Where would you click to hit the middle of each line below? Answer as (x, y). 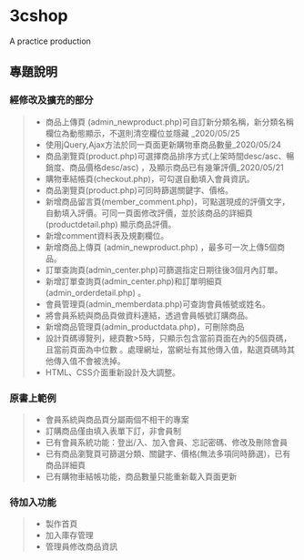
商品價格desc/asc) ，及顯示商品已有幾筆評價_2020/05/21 (177, 167)
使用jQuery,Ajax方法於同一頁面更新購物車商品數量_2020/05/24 (163, 144)
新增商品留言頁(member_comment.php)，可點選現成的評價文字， (167, 201)
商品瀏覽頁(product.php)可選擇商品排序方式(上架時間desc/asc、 (166, 156)
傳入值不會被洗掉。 (89, 361)
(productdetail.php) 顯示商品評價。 (111, 224)
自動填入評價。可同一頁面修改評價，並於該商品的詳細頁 (149, 213)
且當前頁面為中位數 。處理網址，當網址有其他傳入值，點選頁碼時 (166, 349)
